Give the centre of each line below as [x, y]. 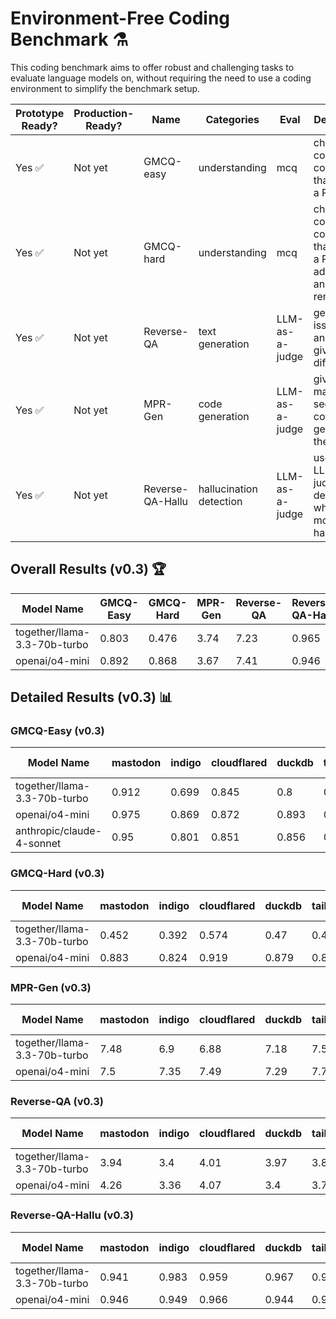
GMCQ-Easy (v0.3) [57, 731]
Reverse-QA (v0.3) [57, 1101]
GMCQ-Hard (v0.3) [57, 874]
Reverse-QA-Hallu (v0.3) [72, 1215]
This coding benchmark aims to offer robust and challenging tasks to [152, 67]
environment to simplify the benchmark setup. [105, 88]
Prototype [40, 113]
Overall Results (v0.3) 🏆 [88, 569]
